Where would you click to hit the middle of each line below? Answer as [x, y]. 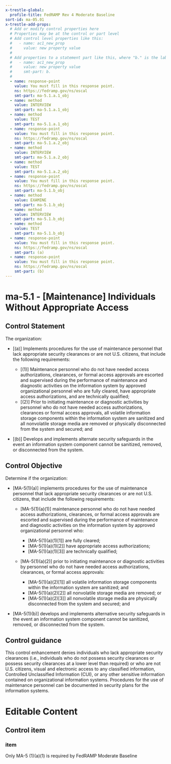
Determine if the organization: [36, 478]
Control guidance [34, 640]
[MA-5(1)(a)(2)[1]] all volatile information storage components [92, 582]
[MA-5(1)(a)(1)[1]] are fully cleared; [64, 540]
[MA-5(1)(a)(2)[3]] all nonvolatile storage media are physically [92, 598]
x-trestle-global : [25, 10]
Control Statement [35, 326]
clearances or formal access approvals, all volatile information [85, 412]
